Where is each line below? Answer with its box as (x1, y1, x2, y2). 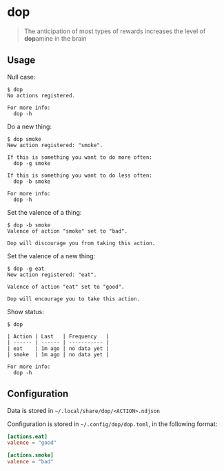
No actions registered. (7, 92, 76, 99)
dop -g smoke (13, 160, 51, 166)
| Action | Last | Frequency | (7, 333, 110, 340)
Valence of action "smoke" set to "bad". (7, 227, 128, 235)
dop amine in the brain (23, 34, 87, 42)
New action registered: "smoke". (7, 142, 103, 148)
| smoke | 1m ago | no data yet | (7, 351, 110, 358)
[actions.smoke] (7, 452, 54, 459)
